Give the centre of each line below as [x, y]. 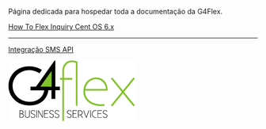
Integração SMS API [41, 49]
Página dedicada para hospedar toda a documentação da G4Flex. [116, 11]
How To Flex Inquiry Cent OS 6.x [61, 27]
